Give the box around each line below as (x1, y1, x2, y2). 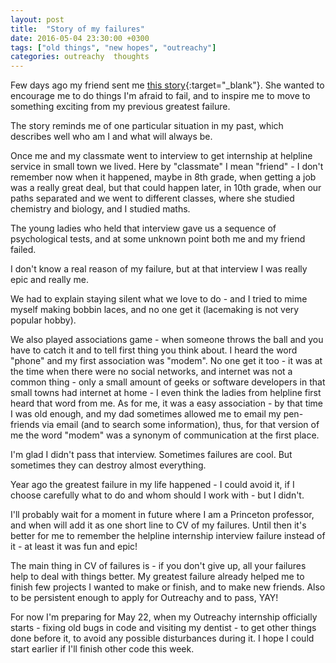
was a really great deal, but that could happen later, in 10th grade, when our (10, 182, 322, 194)
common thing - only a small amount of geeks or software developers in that (10, 376, 326, 388)
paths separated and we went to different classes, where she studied (10, 192, 295, 205)
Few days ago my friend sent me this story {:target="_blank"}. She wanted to (10, 79, 325, 91)
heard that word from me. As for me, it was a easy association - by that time (10, 397, 324, 410)
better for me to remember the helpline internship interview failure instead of (10, 530, 326, 542)
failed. (10, 244, 37, 256)
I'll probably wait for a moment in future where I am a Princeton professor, (10, 509, 315, 521)
